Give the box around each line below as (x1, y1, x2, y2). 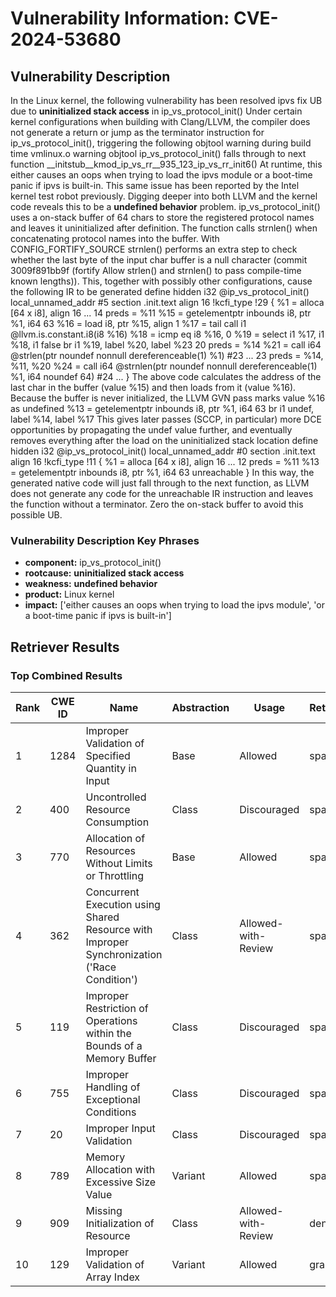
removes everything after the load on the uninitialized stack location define (10, 435, 319, 446)
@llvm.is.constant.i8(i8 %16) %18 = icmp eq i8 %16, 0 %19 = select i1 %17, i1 (10, 328, 325, 340)
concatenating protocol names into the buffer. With (10, 233, 220, 244)
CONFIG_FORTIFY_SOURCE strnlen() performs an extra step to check (10, 243, 298, 255)
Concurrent (85, 885, 140, 899)
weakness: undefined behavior (24, 578, 158, 590)
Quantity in (85, 761, 137, 775)
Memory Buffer (85, 1051, 157, 1065)
